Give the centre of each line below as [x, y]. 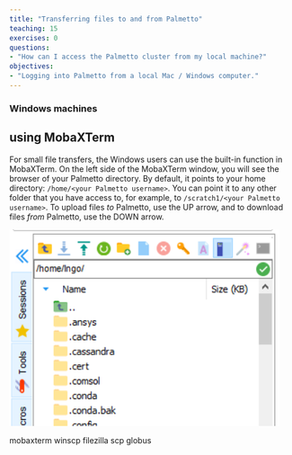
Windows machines [53, 108]
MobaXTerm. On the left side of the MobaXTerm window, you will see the [145, 169]
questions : [30, 48]
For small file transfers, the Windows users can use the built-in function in [146, 159]
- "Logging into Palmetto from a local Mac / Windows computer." [134, 76]
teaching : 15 [34, 28]
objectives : [31, 67]
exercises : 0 [34, 38]
